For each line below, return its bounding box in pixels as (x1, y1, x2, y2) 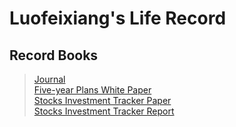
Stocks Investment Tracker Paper (33, 95, 172, 106)
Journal (33, 73, 66, 85)
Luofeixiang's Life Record (9, 7, 227, 30)
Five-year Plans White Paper (33, 84, 152, 96)
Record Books (9, 47, 99, 64)
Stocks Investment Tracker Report (33, 105, 175, 117)
